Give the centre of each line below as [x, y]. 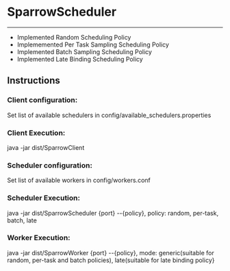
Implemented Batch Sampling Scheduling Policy [85, 51]
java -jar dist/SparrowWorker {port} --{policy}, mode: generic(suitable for [111, 253]
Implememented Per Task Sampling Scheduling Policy [93, 44]
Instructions [34, 80]
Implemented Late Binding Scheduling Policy [80, 59]
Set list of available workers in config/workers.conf [79, 180]
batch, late [22, 220]
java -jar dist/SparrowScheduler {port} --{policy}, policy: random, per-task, [113, 213]
